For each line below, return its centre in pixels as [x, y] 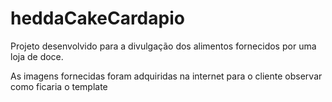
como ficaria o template [59, 86]
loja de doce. [37, 56]
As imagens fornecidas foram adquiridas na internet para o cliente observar [166, 76]
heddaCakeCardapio [97, 18]
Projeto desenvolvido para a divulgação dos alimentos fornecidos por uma [163, 46]
